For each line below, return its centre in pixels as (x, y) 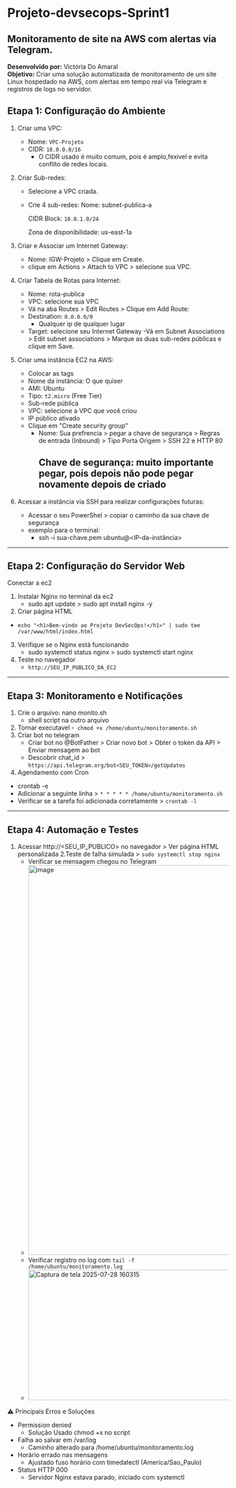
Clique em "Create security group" (78, 426)
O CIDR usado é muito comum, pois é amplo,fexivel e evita (123, 157)
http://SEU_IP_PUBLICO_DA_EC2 (72, 668)
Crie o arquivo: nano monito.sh (62, 713)
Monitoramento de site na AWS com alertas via (112, 39)
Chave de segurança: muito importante (126, 462)
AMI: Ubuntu (46, 388)
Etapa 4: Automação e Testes (73, 830)
